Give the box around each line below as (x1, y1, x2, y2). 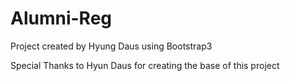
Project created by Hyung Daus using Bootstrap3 (10, 40, 213, 52)
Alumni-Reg (10, 7, 113, 30)
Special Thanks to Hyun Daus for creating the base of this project (10, 59, 280, 71)
